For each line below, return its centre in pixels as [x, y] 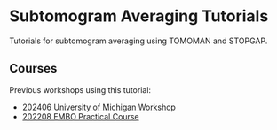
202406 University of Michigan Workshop [99, 107]
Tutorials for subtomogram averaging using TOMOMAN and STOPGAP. [138, 41]
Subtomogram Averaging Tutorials [139, 16]
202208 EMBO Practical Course [80, 116]
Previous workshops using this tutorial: [80, 89]
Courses [33, 69]
